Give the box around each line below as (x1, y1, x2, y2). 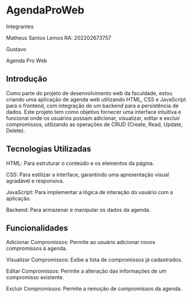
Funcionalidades (6, 223, 69, 233)
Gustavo (6, 45, 26, 53)
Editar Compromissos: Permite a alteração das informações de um (6, 267, 167, 275)
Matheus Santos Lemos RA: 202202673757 (6, 34, 112, 41)
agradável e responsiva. (6, 177, 65, 184)
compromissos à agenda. (6, 245, 68, 252)
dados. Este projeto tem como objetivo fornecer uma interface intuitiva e (6, 108, 181, 115)
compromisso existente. (6, 274, 65, 281)
